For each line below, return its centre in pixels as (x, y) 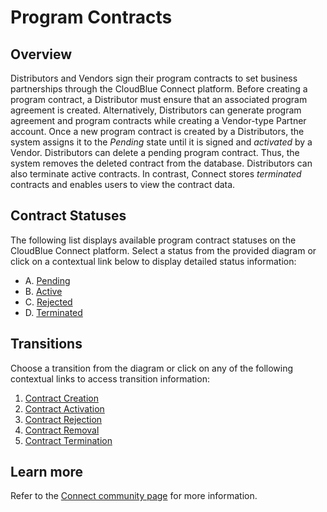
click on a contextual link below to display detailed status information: (153, 261)
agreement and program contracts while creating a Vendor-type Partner (158, 120)
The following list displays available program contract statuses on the (153, 240)
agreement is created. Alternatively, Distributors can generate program (156, 110)
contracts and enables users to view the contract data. (123, 184)
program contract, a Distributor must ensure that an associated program (159, 99)
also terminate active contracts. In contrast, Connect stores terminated (156, 174)
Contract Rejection (63, 419)
